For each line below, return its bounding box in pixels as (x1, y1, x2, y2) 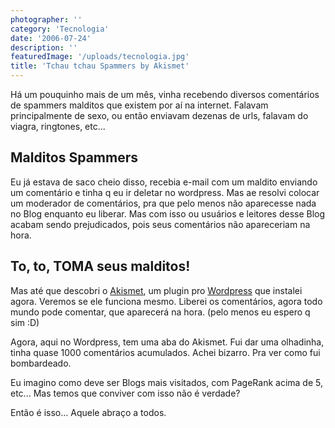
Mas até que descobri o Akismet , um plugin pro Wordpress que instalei (10, 284, 303, 296)
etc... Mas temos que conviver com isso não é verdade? (10, 387, 241, 399)
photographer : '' (10, 14, 83, 25)
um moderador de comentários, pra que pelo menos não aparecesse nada (10, 197, 317, 209)
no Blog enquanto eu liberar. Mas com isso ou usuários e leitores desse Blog (10, 207, 326, 220)
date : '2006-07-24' (10, 33, 92, 43)
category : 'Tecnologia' (10, 24, 110, 34)
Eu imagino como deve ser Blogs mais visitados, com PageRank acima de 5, (10, 376, 323, 388)
